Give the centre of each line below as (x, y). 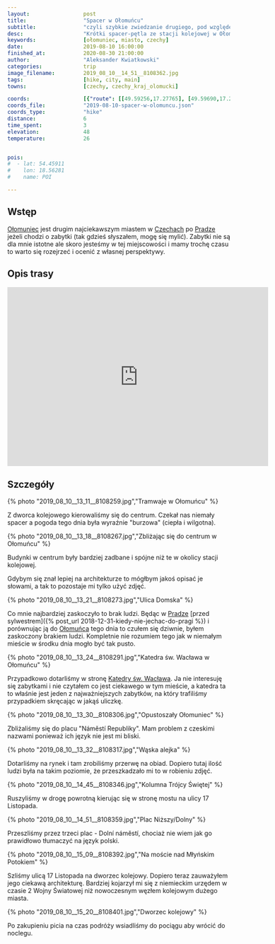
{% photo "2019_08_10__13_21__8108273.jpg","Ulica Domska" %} (100, 600)
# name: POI (30, 177)
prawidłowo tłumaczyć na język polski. (64, 841)
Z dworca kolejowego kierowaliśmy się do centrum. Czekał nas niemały (111, 515)
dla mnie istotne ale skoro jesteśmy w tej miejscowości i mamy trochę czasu (118, 244)
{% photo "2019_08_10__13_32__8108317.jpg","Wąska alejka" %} (99, 750)
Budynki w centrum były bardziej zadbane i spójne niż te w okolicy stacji (113, 558)
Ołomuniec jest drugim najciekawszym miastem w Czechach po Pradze (111, 229)
